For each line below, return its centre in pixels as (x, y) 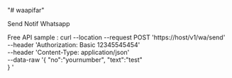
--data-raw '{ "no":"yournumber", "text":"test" (75, 60)
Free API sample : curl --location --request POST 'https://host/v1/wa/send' (116, 37)
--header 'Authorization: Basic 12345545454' (74, 45)
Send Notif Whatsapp (39, 24)
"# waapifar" (26, 10)
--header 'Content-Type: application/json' (68, 52)
